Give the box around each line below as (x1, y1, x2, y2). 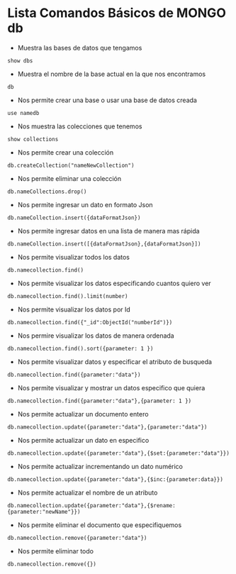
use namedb (7, 109, 40, 116)
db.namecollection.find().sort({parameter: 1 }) (7, 345, 154, 352)
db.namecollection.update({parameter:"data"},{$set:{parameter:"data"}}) (7, 449, 230, 457)
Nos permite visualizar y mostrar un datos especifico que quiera (17, 383, 206, 392)
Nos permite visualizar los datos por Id (17, 305, 131, 314)
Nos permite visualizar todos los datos (17, 253, 130, 261)
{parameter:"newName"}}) (7, 508, 81, 515)
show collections (7, 136, 59, 143)
